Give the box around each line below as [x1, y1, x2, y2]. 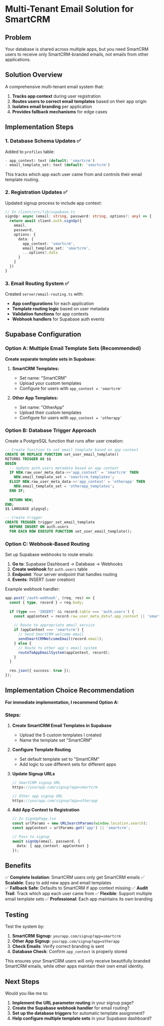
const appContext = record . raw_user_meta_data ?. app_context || [14, 614, 145, 619]
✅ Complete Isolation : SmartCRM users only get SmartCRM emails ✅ [5, 875, 145, 880]
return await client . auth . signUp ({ [9, 218, 82, 223]
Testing [5, 910, 29, 919]
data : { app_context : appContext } [17, 843, 89, 848]
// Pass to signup [12, 834, 50, 839]
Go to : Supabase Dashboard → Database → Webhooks [12, 561, 123, 567]
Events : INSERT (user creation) [12, 577, 76, 582]
